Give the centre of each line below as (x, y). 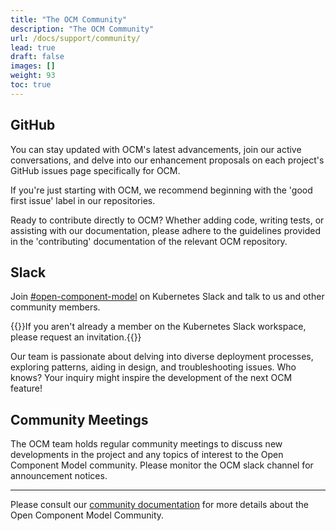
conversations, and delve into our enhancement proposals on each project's (167, 160)
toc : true (31, 85)
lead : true (33, 47)
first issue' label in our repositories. (83, 200)
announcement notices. (59, 476)
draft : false (37, 57)
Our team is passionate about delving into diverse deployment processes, (162, 357)
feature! (26, 388)
